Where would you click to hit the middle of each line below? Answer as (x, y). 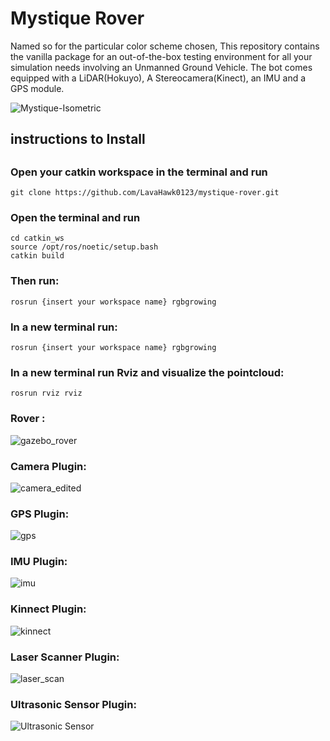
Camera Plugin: (48, 466)
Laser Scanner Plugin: (65, 657)
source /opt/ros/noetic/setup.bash (84, 247)
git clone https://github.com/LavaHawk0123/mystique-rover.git (145, 193)
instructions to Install (78, 139)
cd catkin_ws (37, 238)
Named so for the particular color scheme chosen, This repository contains (165, 46)
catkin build (37, 256)
